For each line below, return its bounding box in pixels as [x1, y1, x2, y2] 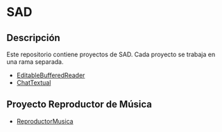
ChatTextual [16, 79, 51, 87]
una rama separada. [6, 58, 64, 66]
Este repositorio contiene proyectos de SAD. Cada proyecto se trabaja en [6, 50, 216, 58]
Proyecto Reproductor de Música [6, 99, 152, 110]
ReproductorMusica [16, 117, 74, 125]
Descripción [6, 32, 60, 44]
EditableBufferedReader [16, 71, 85, 79]
